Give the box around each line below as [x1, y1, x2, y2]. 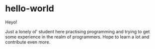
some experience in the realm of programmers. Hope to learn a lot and [5, 34, 150, 40]
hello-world [5, 3, 55, 14]
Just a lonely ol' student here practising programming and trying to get [5, 28, 150, 34]
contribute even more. [5, 39, 51, 45]
